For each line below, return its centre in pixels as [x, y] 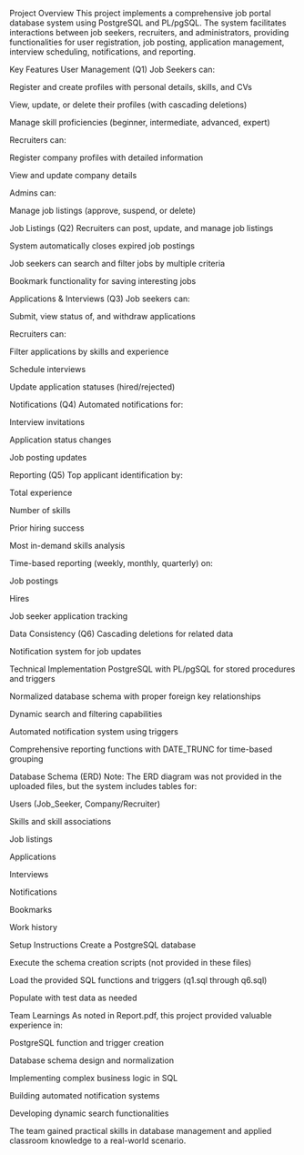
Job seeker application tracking [69, 616]
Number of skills [40, 510]
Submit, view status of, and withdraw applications [102, 316]
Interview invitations [47, 422]
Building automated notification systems [85, 1095]
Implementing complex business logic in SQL [94, 1078]
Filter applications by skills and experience [89, 351]
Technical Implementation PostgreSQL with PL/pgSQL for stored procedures [152, 669]
